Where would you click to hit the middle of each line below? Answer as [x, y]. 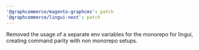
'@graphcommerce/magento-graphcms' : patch [60, 12]
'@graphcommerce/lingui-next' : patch [53, 17]
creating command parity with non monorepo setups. [72, 40]
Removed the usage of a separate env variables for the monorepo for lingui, [100, 34]
